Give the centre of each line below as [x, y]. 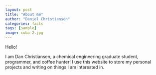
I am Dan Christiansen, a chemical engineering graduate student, [72, 57]
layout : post [19, 10]
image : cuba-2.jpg [24, 33]
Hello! [11, 47]
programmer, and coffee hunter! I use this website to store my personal [78, 62]
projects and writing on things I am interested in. [55, 67]
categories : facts [24, 24]
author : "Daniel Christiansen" [38, 19]
